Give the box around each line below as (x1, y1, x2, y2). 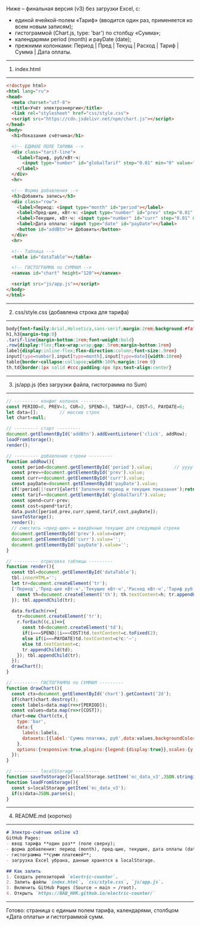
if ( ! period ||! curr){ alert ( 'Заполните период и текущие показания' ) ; (11, 486, 185, 492)
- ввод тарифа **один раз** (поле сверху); (6, 841, 116, 847)
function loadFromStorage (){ (6, 779, 79, 785)
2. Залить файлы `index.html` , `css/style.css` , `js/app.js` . (6, 879, 164, 885)
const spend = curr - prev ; (11, 497, 70, 504)
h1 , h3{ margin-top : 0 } (6, 331, 58, 337)
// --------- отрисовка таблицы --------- (6, 558, 113, 564)
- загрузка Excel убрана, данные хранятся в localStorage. (6, 857, 156, 863)
